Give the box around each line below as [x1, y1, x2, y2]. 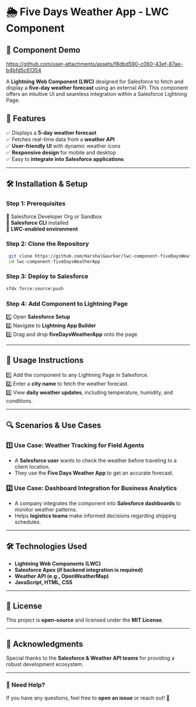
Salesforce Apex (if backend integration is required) [14, 566, 143, 573]
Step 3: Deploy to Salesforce [6, 272, 89, 280]
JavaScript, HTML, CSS [14, 578, 73, 586]
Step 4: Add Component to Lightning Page [6, 300, 128, 308]
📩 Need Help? [6, 681, 45, 689]
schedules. [14, 518, 41, 525]
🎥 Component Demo [6, 45, 80, 55]
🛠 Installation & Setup [6, 179, 88, 189]
